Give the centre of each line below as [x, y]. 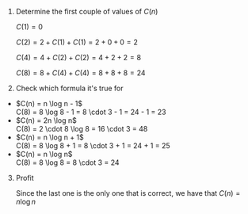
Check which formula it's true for [69, 88]
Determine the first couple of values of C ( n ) [87, 11]
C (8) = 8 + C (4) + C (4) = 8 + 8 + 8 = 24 [80, 73]
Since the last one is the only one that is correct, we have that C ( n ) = [128, 193]
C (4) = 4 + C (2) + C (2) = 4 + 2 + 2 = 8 [78, 57]
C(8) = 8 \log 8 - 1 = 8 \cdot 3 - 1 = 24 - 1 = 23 [91, 112]
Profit [25, 178]
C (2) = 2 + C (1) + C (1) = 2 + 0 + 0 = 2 [77, 42]
